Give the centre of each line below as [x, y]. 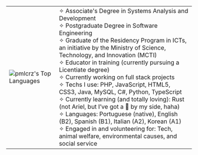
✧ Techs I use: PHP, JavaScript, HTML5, [115, 85]
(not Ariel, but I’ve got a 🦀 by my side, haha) [119, 107]
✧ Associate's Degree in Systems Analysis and [123, 11]
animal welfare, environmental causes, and [118, 136]
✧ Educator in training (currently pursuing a [119, 62]
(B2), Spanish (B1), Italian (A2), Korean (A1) [120, 121]
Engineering [75, 33]
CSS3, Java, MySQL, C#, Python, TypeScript [120, 92]
